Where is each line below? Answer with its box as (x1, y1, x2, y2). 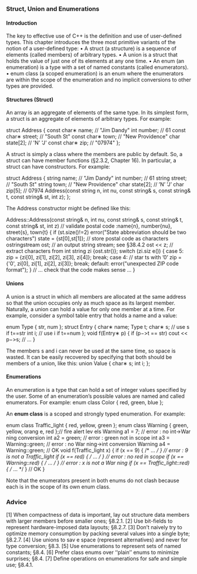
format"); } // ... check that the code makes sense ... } (6, 266, 135, 273)
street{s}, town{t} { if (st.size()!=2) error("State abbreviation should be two (6, 229, 186, 236)
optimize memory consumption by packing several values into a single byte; (6, 530, 190, 537)
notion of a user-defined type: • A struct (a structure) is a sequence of (6, 45, 177, 52)
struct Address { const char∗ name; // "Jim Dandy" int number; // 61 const (6, 127, 186, 134)
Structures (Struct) (6, 96, 54, 103)
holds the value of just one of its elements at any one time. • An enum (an (6, 58, 185, 65)
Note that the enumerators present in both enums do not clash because (6, 477, 179, 484)
